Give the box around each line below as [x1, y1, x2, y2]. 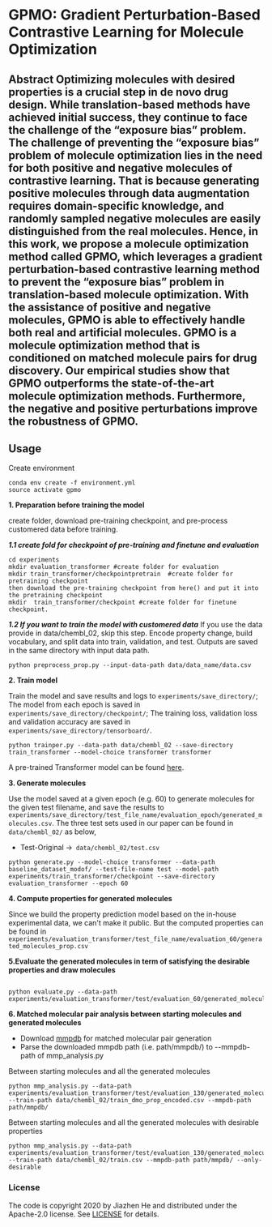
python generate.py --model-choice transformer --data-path [8, 858, 216, 866]
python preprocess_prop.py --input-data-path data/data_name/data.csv [8, 661, 252, 669]
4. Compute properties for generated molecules [8, 894, 172, 904]
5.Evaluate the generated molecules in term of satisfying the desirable [8, 956, 250, 966]
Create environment [8, 464, 75, 473]
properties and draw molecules [8, 965, 116, 975]
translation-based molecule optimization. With [8, 288, 249, 301]
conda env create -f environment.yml [8, 479, 136, 487]
